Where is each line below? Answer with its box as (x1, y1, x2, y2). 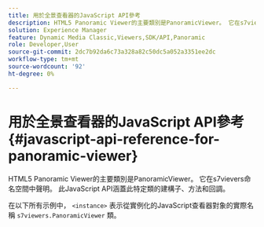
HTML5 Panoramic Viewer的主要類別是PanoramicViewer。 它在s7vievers (8, 174, 244, 183)
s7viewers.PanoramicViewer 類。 (16, 210, 121, 220)
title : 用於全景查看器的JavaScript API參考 (8, 11, 141, 20)
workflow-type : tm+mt (8, 56, 79, 64)
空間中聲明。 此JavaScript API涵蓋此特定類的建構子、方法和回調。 (14, 184, 230, 193)
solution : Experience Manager (8, 26, 108, 34)
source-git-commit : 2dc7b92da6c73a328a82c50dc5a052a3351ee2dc (8, 48, 216, 56)
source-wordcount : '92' (8, 63, 86, 71)
